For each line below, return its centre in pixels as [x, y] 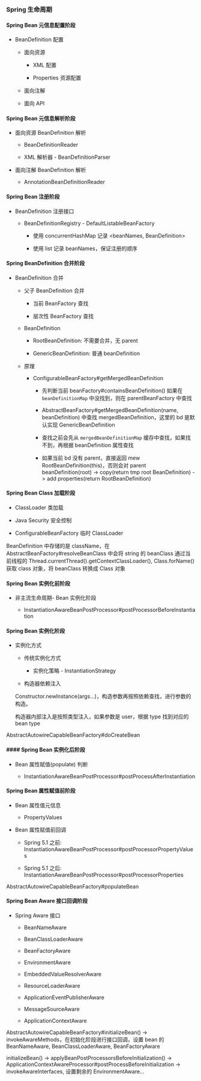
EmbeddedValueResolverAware [63, 974]
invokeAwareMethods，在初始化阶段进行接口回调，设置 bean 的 [85, 1039]
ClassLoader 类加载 [39, 507]
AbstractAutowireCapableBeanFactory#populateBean [73, 886]
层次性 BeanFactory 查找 [63, 316]
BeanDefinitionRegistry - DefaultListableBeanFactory [89, 223]
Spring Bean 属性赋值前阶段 [41, 791]
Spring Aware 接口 [38, 915]
